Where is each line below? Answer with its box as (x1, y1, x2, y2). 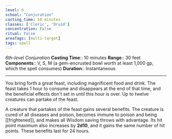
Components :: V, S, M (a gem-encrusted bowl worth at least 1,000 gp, (5, 60, 154, 66)
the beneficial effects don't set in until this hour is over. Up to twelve (5, 91, 149, 97)
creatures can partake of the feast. (5, 96, 79, 102)
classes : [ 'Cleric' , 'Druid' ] (5, 21, 70, 27)
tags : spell (5, 41, 31, 46)
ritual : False (5, 31, 36, 36)
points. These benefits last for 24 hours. (5, 128, 90, 134)
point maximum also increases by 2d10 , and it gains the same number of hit (5, 122, 165, 128)
